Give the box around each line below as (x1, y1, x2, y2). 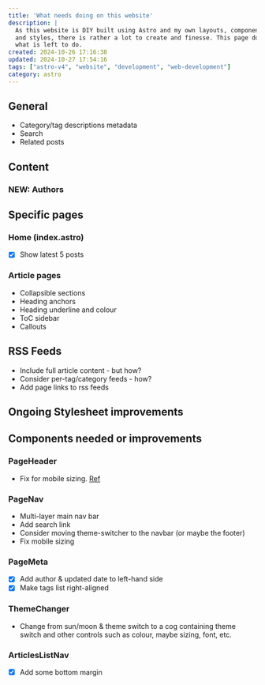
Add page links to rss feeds (19, 382, 109, 392)
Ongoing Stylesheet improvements (8, 405, 184, 419)
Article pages (8, 270, 62, 281)
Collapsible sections (19, 288, 86, 297)
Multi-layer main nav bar (19, 511, 100, 521)
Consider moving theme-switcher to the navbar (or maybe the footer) (19, 528, 246, 537)
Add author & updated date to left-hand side (19, 574, 163, 584)
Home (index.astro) (8, 232, 84, 243)
